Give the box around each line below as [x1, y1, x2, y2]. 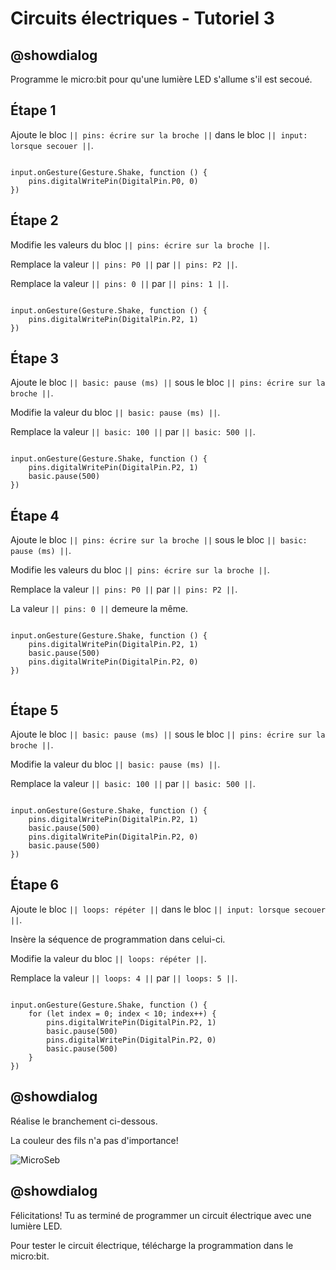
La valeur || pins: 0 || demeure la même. [10, 603, 189, 615]
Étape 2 [10, 212, 59, 229]
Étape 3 [10, 350, 60, 367]
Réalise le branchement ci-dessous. [10, 1115, 158, 1127]
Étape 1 [10, 102, 57, 119]
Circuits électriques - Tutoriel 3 [10, 7, 275, 30]
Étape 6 [10, 877, 60, 894]
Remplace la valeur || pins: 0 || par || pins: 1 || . [10, 277, 229, 289]
